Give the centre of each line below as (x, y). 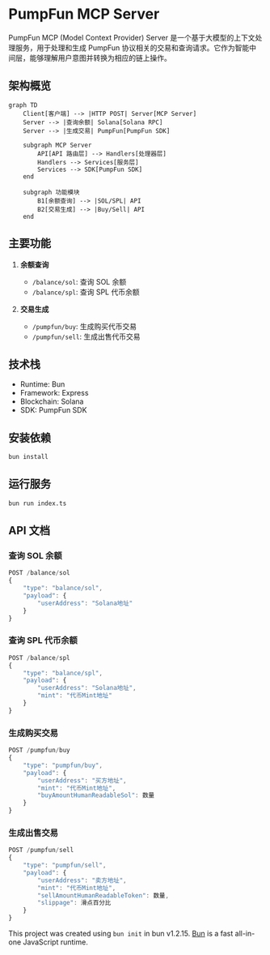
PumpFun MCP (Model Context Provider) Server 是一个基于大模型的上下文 (132, 37)
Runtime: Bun (42, 384)
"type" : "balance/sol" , (63, 589)
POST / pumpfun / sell (41, 850)
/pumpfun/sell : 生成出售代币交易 (86, 336)
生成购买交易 (34, 733)
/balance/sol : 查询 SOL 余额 (79, 281)
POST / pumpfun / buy (39, 751)
